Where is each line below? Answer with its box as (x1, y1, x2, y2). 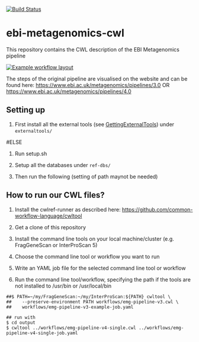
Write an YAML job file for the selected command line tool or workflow (14, 264, 186, 271)
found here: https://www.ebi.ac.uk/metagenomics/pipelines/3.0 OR (6, 81, 170, 88)
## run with (6, 314, 36, 320)
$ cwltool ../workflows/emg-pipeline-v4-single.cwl (6, 325, 136, 331)
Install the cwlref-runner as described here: (14, 206, 121, 213)
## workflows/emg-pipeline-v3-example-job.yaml (6, 304, 134, 310)
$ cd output (6, 319, 36, 325)
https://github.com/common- (121, 206, 193, 213)
